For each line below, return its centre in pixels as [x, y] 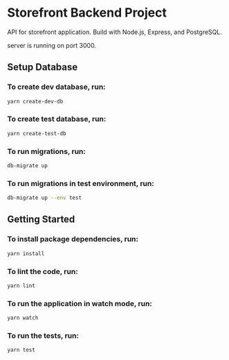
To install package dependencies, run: [73, 239]
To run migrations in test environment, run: [81, 183]
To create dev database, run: [56, 87]
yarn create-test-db [37, 133]
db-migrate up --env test [44, 198]
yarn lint [21, 286]
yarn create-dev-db [35, 101]
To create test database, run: [57, 119]
